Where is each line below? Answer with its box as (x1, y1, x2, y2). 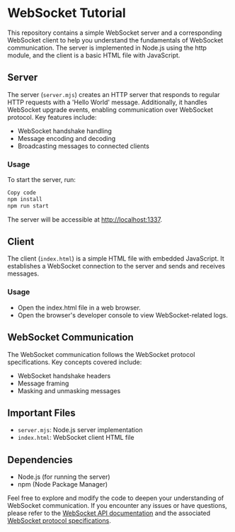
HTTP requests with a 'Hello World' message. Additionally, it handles (7, 98, 207, 106)
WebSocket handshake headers (17, 371, 111, 380)
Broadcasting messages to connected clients (17, 142, 150, 150)
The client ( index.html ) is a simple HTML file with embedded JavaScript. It (7, 254, 224, 263)
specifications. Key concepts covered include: (7, 358, 142, 366)
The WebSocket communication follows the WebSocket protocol (7, 350, 195, 358)
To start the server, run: (7, 176, 76, 184)
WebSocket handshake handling (17, 126, 112, 135)
